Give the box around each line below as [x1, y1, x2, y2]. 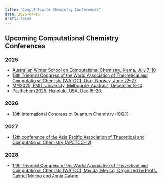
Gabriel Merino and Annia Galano [12, 173, 79, 179]
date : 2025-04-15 [5, 12, 40, 17]
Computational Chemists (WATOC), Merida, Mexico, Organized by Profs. [12, 167, 157, 173]
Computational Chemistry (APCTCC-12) [12, 139, 92, 145]
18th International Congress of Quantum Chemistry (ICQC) [12, 111, 129, 117]
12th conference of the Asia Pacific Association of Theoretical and [12, 134, 145, 140]
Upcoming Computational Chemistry [5, 34, 119, 42]
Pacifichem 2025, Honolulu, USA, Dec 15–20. [12, 88, 103, 94]
